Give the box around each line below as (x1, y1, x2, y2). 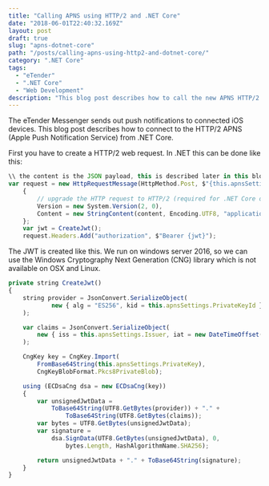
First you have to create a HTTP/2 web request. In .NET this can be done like (8, 148, 261, 158)
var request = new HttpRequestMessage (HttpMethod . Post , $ (8, 180, 206, 188)
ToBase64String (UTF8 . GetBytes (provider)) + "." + (50, 404, 220, 413)
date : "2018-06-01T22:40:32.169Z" (8, 19, 124, 27)
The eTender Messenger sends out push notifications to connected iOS (8, 115, 244, 125)
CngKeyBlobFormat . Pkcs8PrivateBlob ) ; (37, 367, 163, 375)
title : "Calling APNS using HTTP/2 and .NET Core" (8, 11, 181, 20)
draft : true (8, 34, 48, 43)
